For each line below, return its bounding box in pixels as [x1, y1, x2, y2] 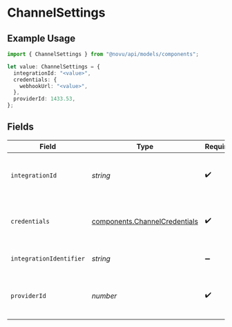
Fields [7, 121, 35, 133]
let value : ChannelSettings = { [7, 63, 100, 70]
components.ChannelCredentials [91, 216, 199, 226]
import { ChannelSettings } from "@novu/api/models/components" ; [7, 51, 199, 58]
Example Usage [7, 33, 76, 44]
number [91, 291, 117, 301]
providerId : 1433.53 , [13, 96, 76, 103]
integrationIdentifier [10, 254, 85, 263]
